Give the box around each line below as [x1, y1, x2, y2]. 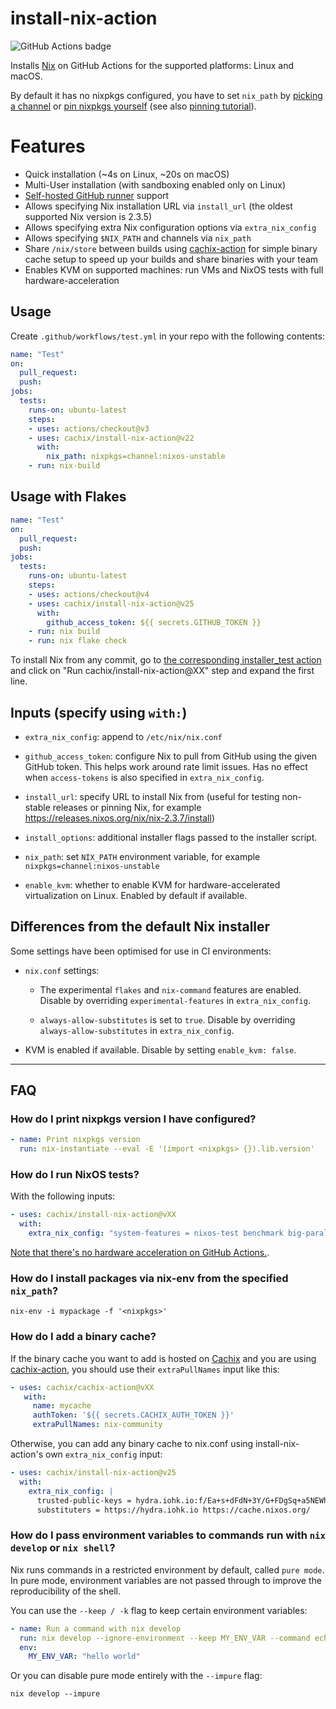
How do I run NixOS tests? [10, 1168, 140, 1182]
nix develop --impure [10, 1689, 101, 1699]
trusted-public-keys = [36, 1495, 132, 1506]
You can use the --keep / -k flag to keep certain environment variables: [10, 1604, 308, 1616]
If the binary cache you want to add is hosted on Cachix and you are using [10, 1352, 317, 1364]
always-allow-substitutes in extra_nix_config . [39, 1024, 235, 1036]
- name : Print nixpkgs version [10, 1135, 141, 1145]
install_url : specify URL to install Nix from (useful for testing [24, 790, 280, 802]
